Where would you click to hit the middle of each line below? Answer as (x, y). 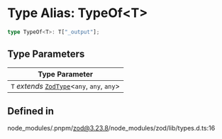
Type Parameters (46, 54)
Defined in (31, 111)
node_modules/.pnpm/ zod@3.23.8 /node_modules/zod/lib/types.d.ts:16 (111, 128)
